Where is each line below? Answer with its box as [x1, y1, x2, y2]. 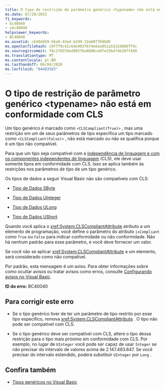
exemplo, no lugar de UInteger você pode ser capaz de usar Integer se [12, 341, 157, 347]
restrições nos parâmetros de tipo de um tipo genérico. [5, 166, 117, 172]
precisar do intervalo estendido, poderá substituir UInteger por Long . [12, 352, 152, 357]
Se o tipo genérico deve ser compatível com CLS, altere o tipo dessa [12, 330, 151, 336]
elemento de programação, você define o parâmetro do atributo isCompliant [5, 228, 160, 234]
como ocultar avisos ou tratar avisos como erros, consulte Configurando [5, 268, 152, 274]
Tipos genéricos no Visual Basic [12, 379, 78, 385]
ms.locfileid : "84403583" [5, 67, 58, 72]
